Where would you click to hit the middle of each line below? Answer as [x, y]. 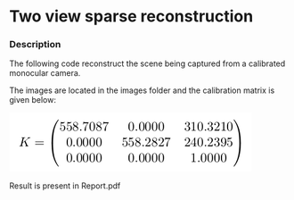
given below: [33, 100]
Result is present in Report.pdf [65, 186]
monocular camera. [45, 73]
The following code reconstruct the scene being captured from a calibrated [147, 63]
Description [35, 45]
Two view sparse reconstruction [131, 17]
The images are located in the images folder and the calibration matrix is [142, 90]
